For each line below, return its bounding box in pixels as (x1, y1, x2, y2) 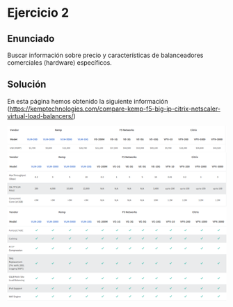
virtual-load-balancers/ (7, 111, 74, 120)
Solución (7, 79, 47, 90)
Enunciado (7, 33, 55, 45)
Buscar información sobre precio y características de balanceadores (7, 51, 204, 59)
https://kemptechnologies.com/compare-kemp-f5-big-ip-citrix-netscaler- (9, 104, 221, 113)
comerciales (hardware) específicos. (7, 58, 113, 67)
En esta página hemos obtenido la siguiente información (7, 97, 168, 105)
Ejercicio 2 (7, 5, 70, 21)
